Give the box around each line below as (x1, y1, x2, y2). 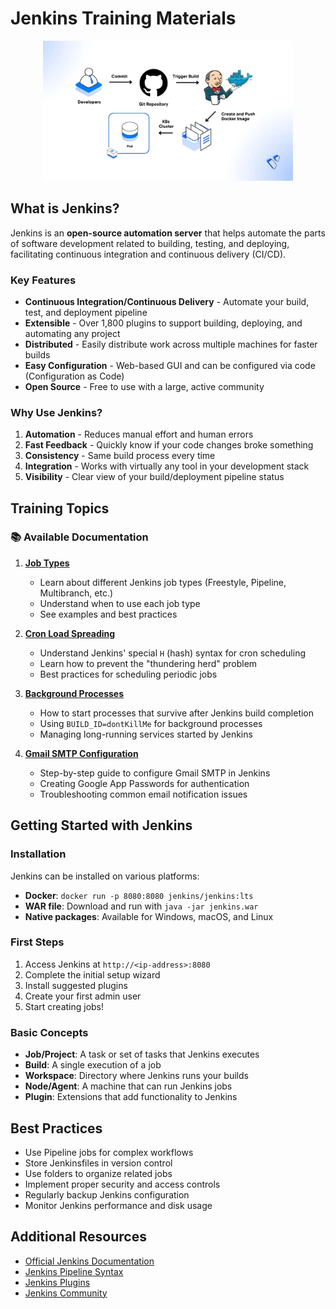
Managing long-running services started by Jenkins (39, 728, 253, 740)
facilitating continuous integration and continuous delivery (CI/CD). (10, 248, 287, 260)
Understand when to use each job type (39, 597, 201, 609)
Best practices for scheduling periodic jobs (39, 668, 218, 680)
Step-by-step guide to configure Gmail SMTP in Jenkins (39, 767, 271, 779)
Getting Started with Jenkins (10, 817, 193, 834)
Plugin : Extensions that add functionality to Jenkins (24, 1091, 238, 1103)
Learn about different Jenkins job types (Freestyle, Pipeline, (39, 576, 287, 588)
